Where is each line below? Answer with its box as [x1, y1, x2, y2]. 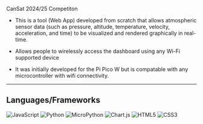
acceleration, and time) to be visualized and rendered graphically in [14, 29, 183, 37]
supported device [14, 54, 59, 61]
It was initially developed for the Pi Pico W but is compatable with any [14, 66, 188, 73]
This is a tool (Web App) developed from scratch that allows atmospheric [14, 17, 197, 23]
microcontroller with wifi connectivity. [14, 72, 109, 79]
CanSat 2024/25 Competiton [6, 5, 78, 12]
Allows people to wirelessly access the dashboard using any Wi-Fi [14, 48, 180, 55]
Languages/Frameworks [6, 95, 101, 105]
